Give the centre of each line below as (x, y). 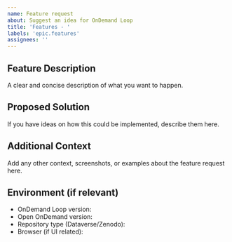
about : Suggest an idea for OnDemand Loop (70, 20)
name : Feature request (40, 14)
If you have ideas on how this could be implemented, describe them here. (113, 124)
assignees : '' (28, 40)
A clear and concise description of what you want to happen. (95, 85)
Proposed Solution (48, 107)
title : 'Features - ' (39, 27)
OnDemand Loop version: (54, 209)
